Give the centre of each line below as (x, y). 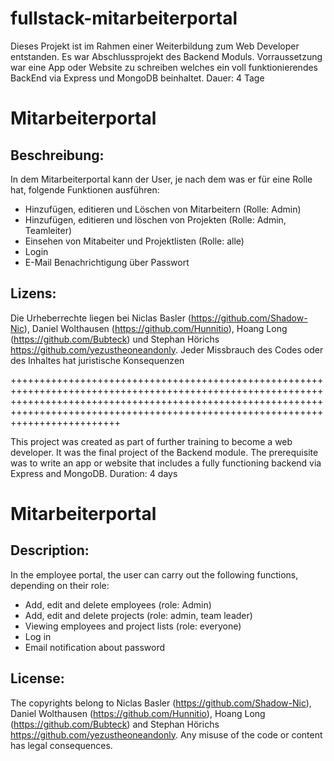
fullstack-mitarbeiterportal (124, 18)
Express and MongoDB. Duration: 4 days (94, 473)
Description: (50, 550)
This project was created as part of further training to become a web (151, 441)
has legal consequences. (61, 745)
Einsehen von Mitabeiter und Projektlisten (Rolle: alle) (134, 241)
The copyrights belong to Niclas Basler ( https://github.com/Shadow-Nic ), (161, 703)
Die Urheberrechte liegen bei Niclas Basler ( (101, 318)
